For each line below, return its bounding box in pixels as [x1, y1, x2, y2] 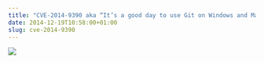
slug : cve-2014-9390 [8, 26, 76, 33]
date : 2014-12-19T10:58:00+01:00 [8, 19, 118, 26]
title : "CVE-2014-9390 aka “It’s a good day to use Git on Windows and [8, 11, 247, 19]
